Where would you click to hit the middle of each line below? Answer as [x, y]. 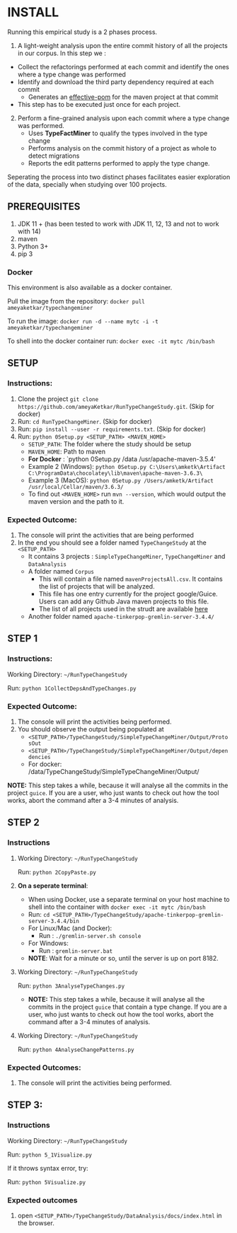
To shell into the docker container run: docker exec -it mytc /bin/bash [111, 341]
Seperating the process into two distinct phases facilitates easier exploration [119, 177]
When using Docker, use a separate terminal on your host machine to [129, 899]
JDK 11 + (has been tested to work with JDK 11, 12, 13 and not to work [118, 224]
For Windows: [48, 943]
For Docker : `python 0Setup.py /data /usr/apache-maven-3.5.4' [122, 459]
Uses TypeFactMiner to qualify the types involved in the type [118, 133]
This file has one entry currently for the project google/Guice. [128, 594]
